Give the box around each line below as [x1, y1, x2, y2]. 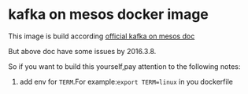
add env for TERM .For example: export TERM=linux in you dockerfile [19, 77, 234, 86]
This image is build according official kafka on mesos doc [8, 31, 195, 41]
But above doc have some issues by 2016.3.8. [8, 46, 157, 56]
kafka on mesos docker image [8, 5, 209, 23]
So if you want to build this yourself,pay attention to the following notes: [8, 61, 241, 71]
